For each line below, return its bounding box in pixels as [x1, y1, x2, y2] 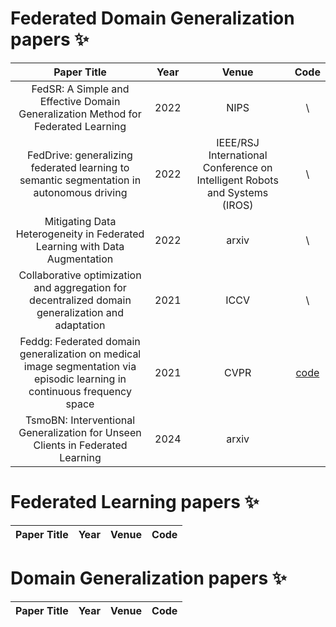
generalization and [36, 305, 125, 319]
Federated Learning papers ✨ [10, 491, 260, 514]
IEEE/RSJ [216, 135, 260, 149]
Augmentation [46, 252, 114, 266]
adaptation [54, 318, 106, 332]
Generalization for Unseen [18, 425, 142, 439]
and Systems [207, 185, 269, 199]
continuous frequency [28, 384, 132, 398]
